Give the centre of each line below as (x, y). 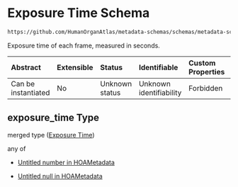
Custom (202, 63)
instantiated (30, 92)
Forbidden (206, 88)
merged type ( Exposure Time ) (51, 135)
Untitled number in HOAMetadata (66, 162)
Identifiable (158, 67)
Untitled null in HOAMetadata (60, 176)
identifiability (160, 92)
